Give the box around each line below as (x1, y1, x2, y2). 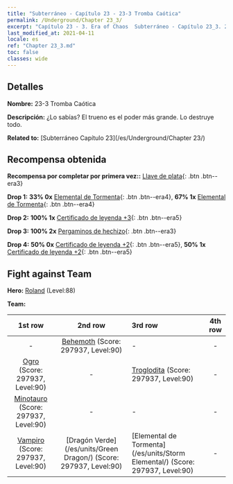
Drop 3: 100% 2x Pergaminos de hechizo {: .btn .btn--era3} (7, 227, 177, 236)
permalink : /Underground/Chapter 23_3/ (7, 17, 123, 24)
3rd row (131, 320, 158, 330)
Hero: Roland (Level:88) (7, 286, 76, 295)
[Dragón (65, 435, 94, 445)
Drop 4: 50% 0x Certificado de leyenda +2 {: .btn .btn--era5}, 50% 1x (7, 241, 206, 249)
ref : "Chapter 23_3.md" (7, 42, 76, 49)
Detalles (7, 81, 44, 93)
